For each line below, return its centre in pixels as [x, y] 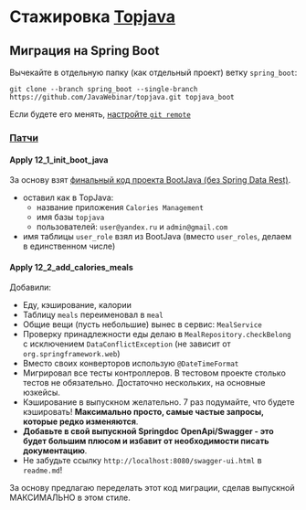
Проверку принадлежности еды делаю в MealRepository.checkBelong [157, 335]
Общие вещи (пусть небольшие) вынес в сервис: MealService [142, 324]
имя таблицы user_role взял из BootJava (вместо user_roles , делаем [157, 237]
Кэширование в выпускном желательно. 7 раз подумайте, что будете [158, 402]
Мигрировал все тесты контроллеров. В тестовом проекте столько [154, 373]
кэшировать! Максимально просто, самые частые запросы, [143, 412]
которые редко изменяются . [80, 421]
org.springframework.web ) [71, 354]
